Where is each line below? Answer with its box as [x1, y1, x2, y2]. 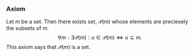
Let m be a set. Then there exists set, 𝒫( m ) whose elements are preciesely [6, 18, 189, 25]
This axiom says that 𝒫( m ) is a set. [6, 44, 91, 51]
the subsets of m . [6, 25, 49, 32]
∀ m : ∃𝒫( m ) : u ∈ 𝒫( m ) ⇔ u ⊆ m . [57, 34, 143, 41]
